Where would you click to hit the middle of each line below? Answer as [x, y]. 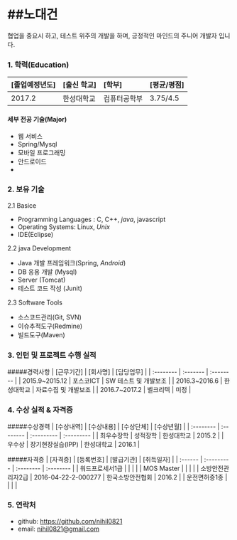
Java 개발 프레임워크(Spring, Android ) [72, 263]
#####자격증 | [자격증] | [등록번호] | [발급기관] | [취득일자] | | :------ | [105, 460]
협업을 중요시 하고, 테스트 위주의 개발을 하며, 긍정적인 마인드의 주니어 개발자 [112, 36]
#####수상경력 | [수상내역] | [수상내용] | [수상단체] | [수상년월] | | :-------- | [114, 427]
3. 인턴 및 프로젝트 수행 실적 [52, 355]
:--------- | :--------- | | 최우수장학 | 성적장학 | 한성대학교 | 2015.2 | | [127, 435]
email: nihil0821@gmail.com [58, 529]
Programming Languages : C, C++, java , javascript [92, 219]
